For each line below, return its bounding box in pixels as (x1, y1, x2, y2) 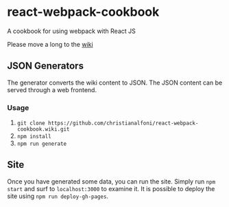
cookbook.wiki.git (16, 126, 70, 133)
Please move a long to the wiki (7, 40, 94, 48)
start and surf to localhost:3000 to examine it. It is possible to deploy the (7, 184, 215, 193)
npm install (16, 133, 51, 140)
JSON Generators (7, 60, 84, 72)
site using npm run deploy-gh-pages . (7, 192, 108, 200)
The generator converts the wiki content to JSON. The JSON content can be (7, 78, 223, 87)
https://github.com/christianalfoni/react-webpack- (47, 120, 199, 127)
